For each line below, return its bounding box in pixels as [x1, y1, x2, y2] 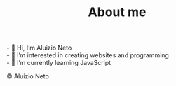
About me [88, 4, 147, 20]
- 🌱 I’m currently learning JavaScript [6, 59, 111, 67]
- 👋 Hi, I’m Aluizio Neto [6, 43, 72, 52]
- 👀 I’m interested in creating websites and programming [6, 51, 170, 59]
